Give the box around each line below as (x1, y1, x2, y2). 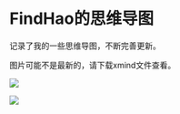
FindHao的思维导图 (9, 8, 155, 29)
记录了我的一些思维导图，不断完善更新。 (9, 40, 161, 51)
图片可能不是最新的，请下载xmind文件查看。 (9, 59, 176, 70)
